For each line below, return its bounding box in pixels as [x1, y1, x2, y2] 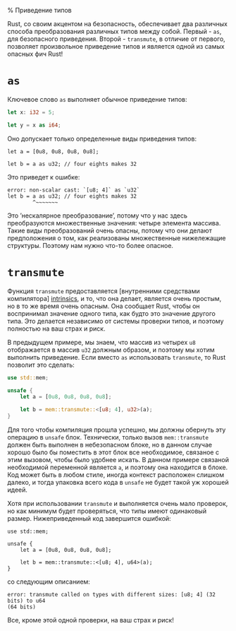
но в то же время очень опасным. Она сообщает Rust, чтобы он [7, 302, 200, 310]
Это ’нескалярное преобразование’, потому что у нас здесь [7, 211, 188, 220]
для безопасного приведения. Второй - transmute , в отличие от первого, [7, 35, 225, 43]
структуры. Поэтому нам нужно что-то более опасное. [7, 241, 174, 249]
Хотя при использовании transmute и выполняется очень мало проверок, [7, 500, 228, 507]
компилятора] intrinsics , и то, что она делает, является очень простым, [7, 294, 222, 302]
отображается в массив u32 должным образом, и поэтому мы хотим [7, 346, 215, 354]
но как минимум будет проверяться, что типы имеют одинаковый [7, 507, 206, 515]
